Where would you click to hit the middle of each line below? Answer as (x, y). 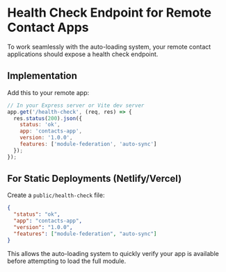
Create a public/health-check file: (56, 195)
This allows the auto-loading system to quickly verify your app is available (113, 253)
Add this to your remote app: (48, 92)
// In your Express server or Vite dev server (76, 105)
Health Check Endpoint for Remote (110, 13)
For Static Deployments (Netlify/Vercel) (95, 179)
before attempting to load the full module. (67, 261)
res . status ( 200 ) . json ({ (48, 118)
